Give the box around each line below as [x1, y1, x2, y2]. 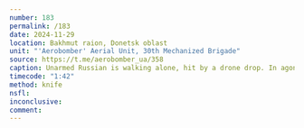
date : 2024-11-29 [9, 30, 75, 39]
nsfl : [9, 88, 30, 97]
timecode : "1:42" [9, 72, 75, 81]
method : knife [9, 80, 63, 89]
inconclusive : [9, 96, 63, 106]
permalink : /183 [9, 22, 71, 31]
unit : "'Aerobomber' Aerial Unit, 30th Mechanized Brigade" [9, 47, 242, 56]
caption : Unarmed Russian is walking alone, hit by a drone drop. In [9, 64, 278, 73]
